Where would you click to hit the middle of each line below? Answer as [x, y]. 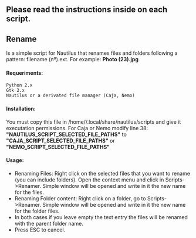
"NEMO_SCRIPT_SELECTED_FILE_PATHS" [58, 147]
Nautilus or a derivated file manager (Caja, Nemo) [70, 96]
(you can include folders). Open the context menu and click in [89, 180]
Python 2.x [19, 85]
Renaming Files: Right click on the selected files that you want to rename [102, 173]
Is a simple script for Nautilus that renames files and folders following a [92, 53]
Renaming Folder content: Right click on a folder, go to [80, 198]
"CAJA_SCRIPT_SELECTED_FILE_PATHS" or [61, 140]
